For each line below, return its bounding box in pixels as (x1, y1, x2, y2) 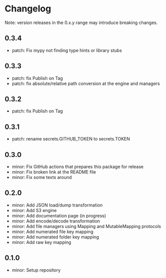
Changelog (4, 3, 51, 14)
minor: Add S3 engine (11, 207, 57, 213)
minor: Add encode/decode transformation (11, 218, 100, 224)
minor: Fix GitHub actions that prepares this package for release (11, 163, 144, 169)
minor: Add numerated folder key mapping (11, 233, 99, 240)
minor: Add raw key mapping (11, 239, 72, 245)
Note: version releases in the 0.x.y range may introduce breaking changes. (4, 19, 158, 25)
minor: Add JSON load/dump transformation (11, 202, 103, 208)
